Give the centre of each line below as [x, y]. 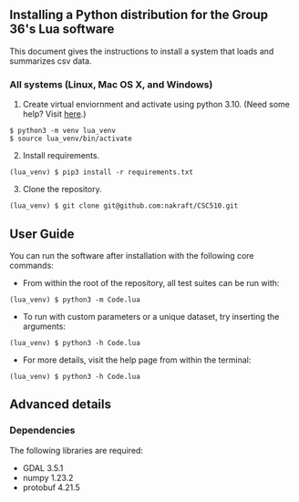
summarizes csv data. [51, 61]
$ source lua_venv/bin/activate [71, 139]
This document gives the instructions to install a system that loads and [142, 51]
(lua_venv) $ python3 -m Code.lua [75, 300]
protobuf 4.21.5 [51, 487]
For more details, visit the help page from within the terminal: [137, 360]
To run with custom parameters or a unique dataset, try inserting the [151, 316]
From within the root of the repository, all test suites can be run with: [151, 282]
